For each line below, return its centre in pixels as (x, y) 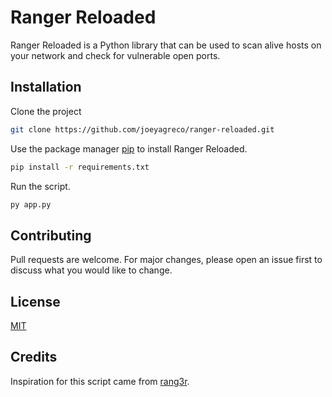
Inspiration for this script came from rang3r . (100, 381)
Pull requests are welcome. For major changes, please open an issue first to (166, 260)
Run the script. (40, 186)
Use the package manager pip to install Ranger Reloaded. (129, 148)
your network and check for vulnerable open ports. (115, 55)
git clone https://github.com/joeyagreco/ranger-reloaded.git (142, 129)
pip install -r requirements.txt (80, 167)
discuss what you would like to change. (91, 270)
